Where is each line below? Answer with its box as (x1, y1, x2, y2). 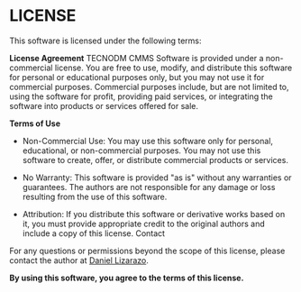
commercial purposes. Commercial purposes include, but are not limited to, (9, 81, 290, 92)
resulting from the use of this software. (22, 191, 168, 202)
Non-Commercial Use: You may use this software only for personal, (22, 135, 273, 146)
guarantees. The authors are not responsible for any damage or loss (22, 181, 276, 192)
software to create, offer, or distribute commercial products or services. (22, 154, 288, 165)
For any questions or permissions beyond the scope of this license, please (9, 245, 286, 256)
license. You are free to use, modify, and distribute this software (54, 62, 293, 73)
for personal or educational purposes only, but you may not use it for (9, 71, 265, 82)
